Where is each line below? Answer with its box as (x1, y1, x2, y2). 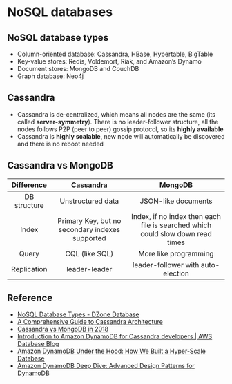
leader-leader (66, 264, 113, 273)
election (163, 269, 190, 278)
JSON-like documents (139, 196, 213, 206)
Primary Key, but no (57, 215, 122, 225)
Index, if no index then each (130, 211, 221, 221)
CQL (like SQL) (65, 249, 114, 258)
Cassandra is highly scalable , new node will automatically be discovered (17, 132, 225, 140)
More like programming (138, 249, 214, 258)
